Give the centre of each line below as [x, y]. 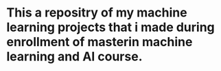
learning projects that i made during [111, 27]
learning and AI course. [74, 57]
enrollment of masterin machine [100, 42]
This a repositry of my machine [97, 13]
